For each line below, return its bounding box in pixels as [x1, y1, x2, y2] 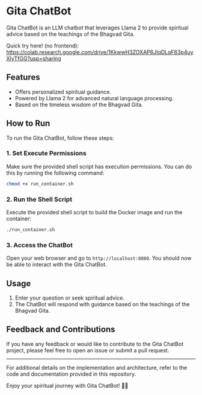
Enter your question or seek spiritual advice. [14, 294, 124, 301]
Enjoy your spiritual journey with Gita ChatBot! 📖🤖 [6, 382, 129, 389]
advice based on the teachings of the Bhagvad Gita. [6, 30, 135, 37]
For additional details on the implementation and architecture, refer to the [6, 364, 188, 371]
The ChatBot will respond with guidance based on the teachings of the [14, 301, 191, 308]
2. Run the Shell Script [6, 195, 73, 204]
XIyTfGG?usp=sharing [6, 55, 61, 62]
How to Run [6, 118, 50, 128]
